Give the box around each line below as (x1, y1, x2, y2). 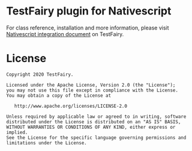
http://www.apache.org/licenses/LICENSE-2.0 (14, 103, 128, 109)
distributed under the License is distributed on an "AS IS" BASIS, (6, 119, 181, 125)
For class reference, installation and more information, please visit (6, 24, 169, 31)
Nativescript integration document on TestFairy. (6, 30, 124, 37)
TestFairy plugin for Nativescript (6, 4, 172, 18)
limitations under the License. (6, 140, 87, 146)
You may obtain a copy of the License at (6, 92, 112, 99)
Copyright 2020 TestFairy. (6, 71, 74, 78)
